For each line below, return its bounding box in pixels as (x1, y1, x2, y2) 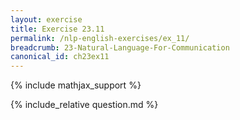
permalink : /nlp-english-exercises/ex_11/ (10, 33, 190, 43)
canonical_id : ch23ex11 (10, 52, 110, 62)
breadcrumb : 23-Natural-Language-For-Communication (10, 42, 230, 53)
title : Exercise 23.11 (10, 24, 105, 34)
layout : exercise (10, 14, 83, 25)
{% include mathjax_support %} (10, 79, 142, 91)
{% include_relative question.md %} (10, 99, 159, 111)
